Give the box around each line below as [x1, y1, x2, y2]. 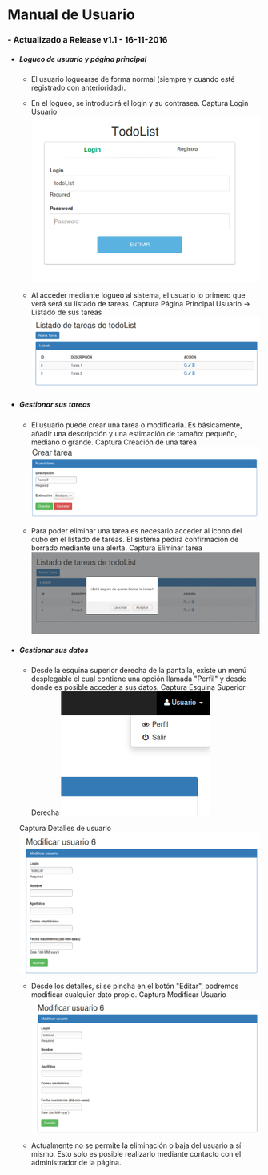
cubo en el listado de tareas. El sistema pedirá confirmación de [30, 535, 239, 545]
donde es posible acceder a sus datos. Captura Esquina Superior [30, 683, 246, 692]
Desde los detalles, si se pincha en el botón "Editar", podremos [30, 981, 239, 991]
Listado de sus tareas [30, 307, 102, 317]
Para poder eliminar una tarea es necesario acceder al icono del [30, 526, 242, 536]
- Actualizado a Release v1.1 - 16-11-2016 [7, 34, 168, 46]
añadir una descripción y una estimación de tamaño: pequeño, [30, 428, 238, 438]
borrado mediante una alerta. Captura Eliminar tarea [30, 543, 203, 553]
